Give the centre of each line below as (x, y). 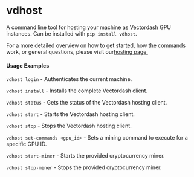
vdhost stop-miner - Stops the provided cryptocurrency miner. (84, 167)
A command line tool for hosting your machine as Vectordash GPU (89, 27)
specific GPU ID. (27, 144)
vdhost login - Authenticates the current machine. (69, 79)
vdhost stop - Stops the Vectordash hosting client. (69, 126)
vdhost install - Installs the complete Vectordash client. (77, 91)
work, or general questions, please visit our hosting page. (77, 51)
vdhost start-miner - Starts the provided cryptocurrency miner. (86, 156)
